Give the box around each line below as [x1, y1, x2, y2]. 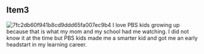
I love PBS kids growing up [112, 21, 180, 28]
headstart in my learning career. [6, 40, 87, 48]
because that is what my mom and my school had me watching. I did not [6, 28, 189, 35]
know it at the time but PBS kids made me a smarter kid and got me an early [6, 34, 198, 42]
